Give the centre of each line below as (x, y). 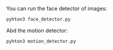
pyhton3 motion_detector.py (41, 41)
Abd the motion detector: (37, 30)
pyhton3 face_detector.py (38, 19)
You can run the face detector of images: (57, 9)
